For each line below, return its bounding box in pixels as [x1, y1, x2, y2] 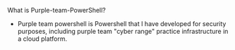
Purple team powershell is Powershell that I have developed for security [17, 20, 227, 27]
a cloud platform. [17, 35, 68, 43]
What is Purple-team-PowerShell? [7, 6, 106, 14]
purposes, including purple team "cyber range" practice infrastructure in [17, 27, 229, 35]
